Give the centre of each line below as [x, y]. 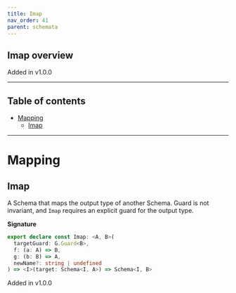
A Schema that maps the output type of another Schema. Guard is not [108, 203]
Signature [22, 224]
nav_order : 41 [28, 20]
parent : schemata [33, 27]
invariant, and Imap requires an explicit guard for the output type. [101, 210]
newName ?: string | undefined [58, 263]
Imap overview [40, 55]
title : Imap [25, 14]
